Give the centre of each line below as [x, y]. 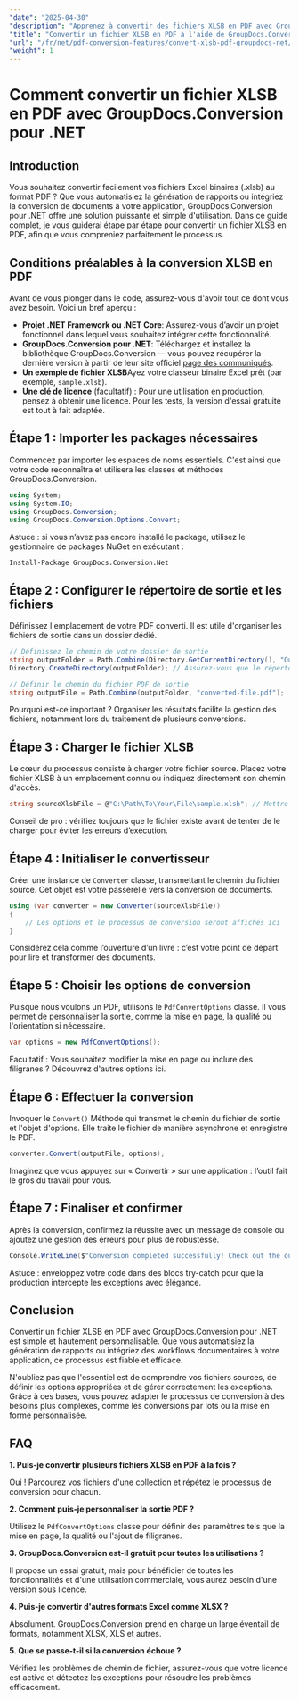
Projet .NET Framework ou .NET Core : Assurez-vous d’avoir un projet [150, 325]
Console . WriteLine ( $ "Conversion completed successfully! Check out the [145, 1255]
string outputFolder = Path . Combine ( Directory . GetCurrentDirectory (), [143, 660]
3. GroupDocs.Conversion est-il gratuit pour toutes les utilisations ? [137, 1553]
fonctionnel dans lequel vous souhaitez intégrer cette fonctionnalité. [146, 334]
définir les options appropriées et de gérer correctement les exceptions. [141, 1387]
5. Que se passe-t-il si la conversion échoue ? [95, 1651]
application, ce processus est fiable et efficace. [96, 1360]
